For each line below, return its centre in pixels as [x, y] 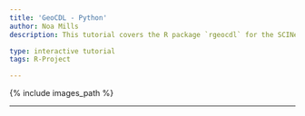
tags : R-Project [40, 60]
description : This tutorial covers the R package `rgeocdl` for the [142, 34]
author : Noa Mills [44, 26]
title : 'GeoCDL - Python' [58, 18]
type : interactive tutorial [63, 51]
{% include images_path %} [62, 93]
